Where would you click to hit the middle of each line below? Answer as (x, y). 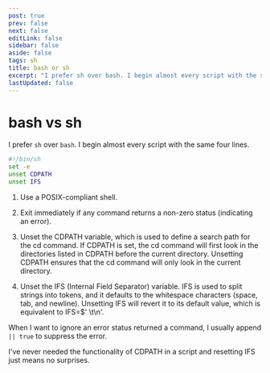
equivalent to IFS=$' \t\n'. (62, 312)
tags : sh (23, 61)
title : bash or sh (39, 68)
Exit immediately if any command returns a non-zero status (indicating (136, 213)
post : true (27, 16)
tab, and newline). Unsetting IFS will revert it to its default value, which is (140, 303)
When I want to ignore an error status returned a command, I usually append (135, 327)
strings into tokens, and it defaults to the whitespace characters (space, (139, 294)
